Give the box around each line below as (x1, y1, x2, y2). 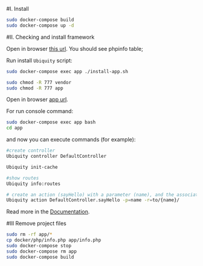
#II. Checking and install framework (6, 33, 95, 41)
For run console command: (6, 108, 74, 115)
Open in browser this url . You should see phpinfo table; (6, 45, 143, 52)
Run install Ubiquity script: (6, 57, 72, 64)
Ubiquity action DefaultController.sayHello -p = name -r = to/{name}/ (6, 197, 180, 203)
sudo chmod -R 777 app (6, 85, 63, 91)
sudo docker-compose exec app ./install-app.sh (6, 68, 129, 74)
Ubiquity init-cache (6, 164, 59, 170)
